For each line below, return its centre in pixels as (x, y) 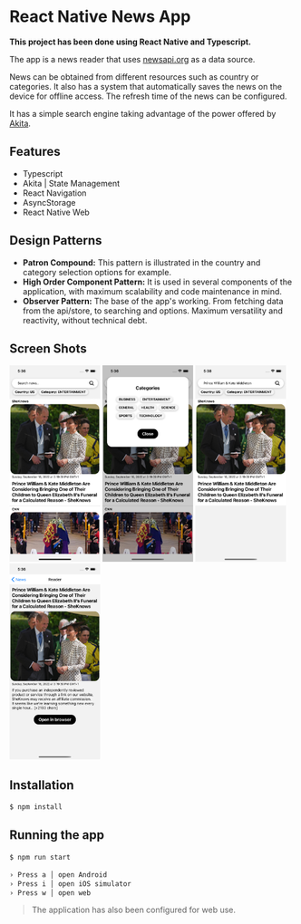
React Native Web (56, 212)
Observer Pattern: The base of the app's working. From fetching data (153, 301)
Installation (42, 785)
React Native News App (100, 17)
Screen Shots (49, 348)
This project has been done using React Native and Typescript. (131, 42)
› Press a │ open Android (58, 875)
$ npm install (36, 807)
